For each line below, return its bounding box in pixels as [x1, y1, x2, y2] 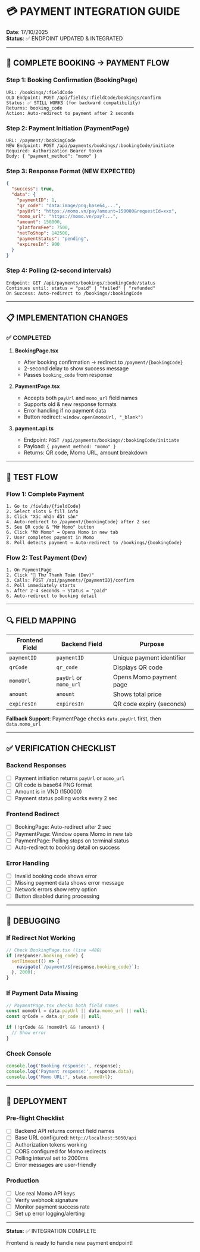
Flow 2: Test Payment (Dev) [6, 554, 87, 562]
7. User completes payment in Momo [6, 535, 95, 541]
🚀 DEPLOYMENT [6, 1096, 68, 1106]
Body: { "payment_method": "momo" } [6, 153, 97, 159]
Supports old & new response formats [23, 401, 117, 408]
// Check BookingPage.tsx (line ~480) [6, 947, 102, 953]
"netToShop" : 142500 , [17, 230, 70, 236]
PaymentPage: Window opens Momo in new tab [14, 830, 133, 837]
